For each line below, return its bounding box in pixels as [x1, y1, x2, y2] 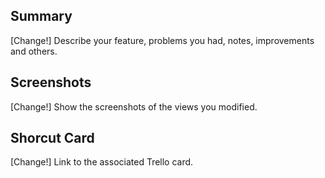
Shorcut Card [10, 130, 95, 147]
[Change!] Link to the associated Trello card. [10, 156, 194, 168]
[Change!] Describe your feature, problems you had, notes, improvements [10, 34, 315, 46]
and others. [10, 45, 58, 57]
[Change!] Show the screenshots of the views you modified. [10, 100, 258, 113]
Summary [10, 8, 73, 25]
